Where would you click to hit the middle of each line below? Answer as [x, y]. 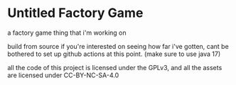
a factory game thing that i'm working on [67, 33]
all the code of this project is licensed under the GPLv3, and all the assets [115, 67]
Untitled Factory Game [75, 13]
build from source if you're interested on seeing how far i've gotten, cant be [118, 46]
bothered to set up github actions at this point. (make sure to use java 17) [114, 54]
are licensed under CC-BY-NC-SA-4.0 [63, 75]
